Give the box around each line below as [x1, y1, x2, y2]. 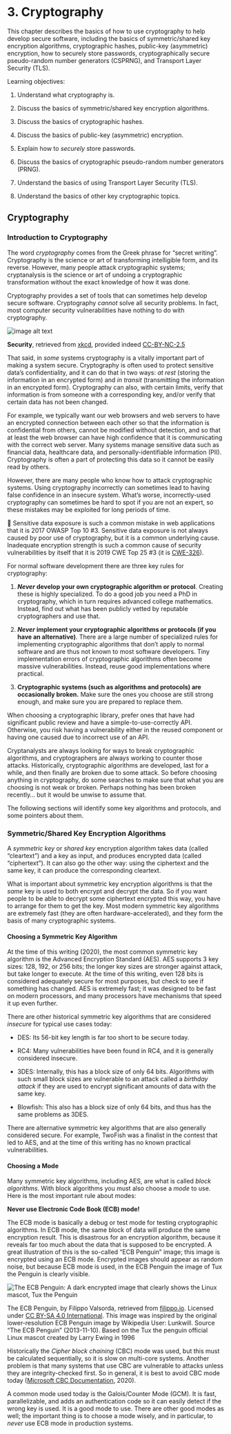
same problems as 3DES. [17, 1110, 89, 1118]
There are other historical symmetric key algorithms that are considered [7, 1013, 212, 1021]
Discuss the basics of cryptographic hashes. [17, 117, 144, 125]
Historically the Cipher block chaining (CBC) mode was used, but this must [7, 1347, 220, 1355]
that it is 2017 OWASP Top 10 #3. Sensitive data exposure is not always [7, 526, 209, 534]
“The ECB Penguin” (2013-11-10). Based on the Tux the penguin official [7, 1326, 208, 1334]
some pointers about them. [7, 811, 84, 819]
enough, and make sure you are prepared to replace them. [17, 697, 183, 706]
